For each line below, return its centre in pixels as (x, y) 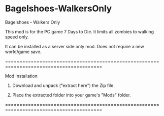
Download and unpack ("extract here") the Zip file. (63, 85)
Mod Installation (21, 76)
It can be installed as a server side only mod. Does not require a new (75, 46)
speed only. (17, 37)
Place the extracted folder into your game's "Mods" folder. (71, 95)
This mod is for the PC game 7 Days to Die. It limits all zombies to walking (80, 31)
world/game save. (23, 52)
